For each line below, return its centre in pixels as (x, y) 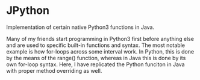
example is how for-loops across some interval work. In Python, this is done (100, 51)
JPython (28, 11)
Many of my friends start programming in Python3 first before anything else (100, 38)
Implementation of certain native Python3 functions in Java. (80, 27)
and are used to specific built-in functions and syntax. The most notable (96, 45)
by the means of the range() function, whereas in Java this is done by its (96, 58)
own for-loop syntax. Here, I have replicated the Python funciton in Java (95, 64)
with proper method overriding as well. (54, 70)
